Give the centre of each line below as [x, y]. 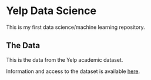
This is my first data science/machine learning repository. [75, 27]
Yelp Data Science [51, 11]
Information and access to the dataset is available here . [73, 71]
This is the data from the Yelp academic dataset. [65, 59]
